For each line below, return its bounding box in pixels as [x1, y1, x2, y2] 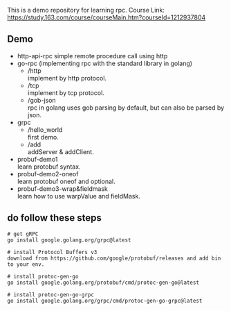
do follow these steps [7, 212, 102, 224]
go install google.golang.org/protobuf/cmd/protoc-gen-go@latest [7, 279, 199, 286]
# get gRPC [7, 230, 39, 237]
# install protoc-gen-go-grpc [7, 291, 95, 298]
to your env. [7, 260, 45, 268]
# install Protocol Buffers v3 [7, 249, 98, 255]
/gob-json [27, 96, 57, 104]
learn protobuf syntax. [17, 162, 81, 171]
